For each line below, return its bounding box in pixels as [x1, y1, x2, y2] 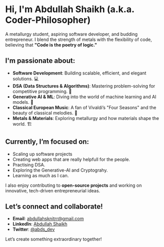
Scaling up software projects [12, 151, 73, 157]
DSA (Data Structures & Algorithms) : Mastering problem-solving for [12, 83, 155, 89]
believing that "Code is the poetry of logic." [5, 42, 97, 48]
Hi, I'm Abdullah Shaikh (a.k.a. [5, 4, 135, 15]
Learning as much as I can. [12, 172, 69, 178]
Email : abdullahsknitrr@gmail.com [12, 216, 84, 222]
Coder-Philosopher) [5, 14, 91, 26]
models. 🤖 [12, 99, 34, 105]
